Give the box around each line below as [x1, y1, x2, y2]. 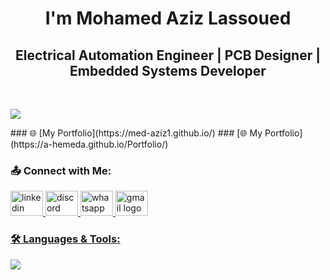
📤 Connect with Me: [10, 163, 112, 177]
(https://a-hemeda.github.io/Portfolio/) [10, 138, 169, 150]
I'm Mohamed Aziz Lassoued [44, 7, 292, 30]
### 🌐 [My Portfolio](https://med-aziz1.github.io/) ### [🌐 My [10, 127, 263, 139]
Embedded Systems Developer [69, 62, 267, 79]
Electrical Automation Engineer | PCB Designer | [14, 47, 322, 64]
